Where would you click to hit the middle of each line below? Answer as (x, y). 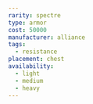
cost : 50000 (27, 30)
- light (28, 74)
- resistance (36, 52)
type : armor (27, 23)
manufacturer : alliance (47, 37)
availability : (31, 66)
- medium (29, 81)
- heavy (28, 88)
